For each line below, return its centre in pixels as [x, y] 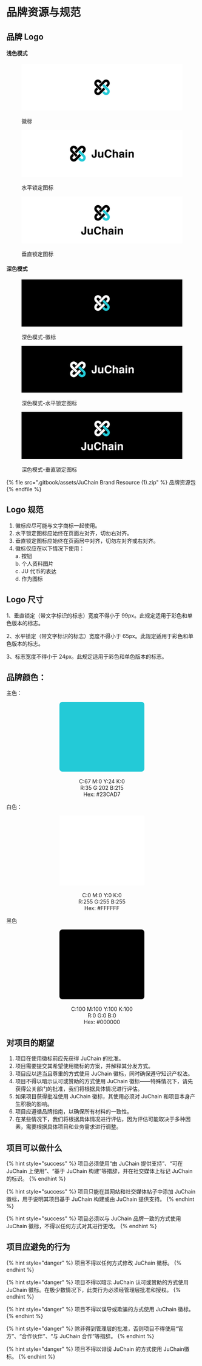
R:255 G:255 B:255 [102, 902]
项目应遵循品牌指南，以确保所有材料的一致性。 [73, 1112]
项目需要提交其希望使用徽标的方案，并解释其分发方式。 [84, 1066]
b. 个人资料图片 [34, 563]
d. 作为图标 [29, 579]
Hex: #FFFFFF [102, 908]
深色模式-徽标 [39, 337]
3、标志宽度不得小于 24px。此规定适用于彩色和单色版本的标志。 [87, 656]
